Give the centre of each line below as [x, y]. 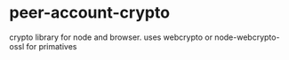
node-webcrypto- [247, 37]
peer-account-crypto [90, 13]
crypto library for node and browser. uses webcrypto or [111, 37]
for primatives [52, 46]
